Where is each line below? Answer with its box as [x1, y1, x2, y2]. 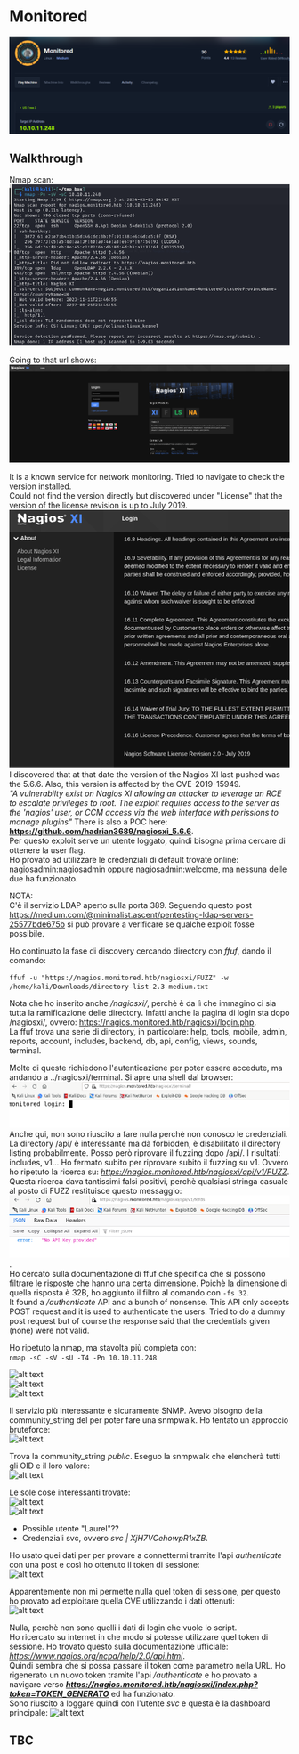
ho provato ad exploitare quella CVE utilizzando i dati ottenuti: [9, 1596, 236, 1606]
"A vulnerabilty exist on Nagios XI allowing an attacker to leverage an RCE [9, 788, 282, 799]
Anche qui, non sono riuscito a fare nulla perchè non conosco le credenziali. [9, 1129, 288, 1140]
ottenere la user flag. [9, 845, 86, 856]
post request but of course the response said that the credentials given [9, 1315, 270, 1326]
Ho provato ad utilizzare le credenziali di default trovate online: [9, 855, 238, 865]
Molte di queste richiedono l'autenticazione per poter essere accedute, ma [9, 1062, 283, 1074]
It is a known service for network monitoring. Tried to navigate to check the [9, 472, 285, 483]
